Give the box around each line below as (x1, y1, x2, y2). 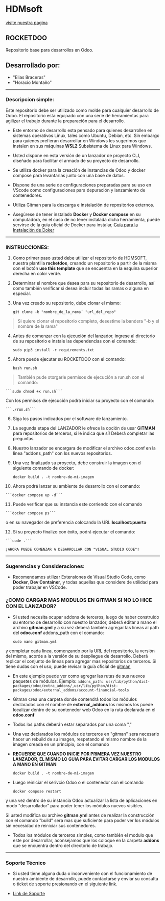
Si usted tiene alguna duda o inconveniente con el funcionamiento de (12, 871, 152, 876)
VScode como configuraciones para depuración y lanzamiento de (12, 187, 146, 193)
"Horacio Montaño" (12, 79, 52, 85)
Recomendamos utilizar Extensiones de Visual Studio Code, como (12, 574, 146, 580)
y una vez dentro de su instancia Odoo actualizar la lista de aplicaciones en (5, 797, 158, 803)
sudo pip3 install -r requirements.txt (12, 347, 94, 353)
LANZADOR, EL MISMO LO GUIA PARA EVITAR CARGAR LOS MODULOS (12, 756, 160, 762)
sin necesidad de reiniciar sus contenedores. (5, 822, 96, 828)
